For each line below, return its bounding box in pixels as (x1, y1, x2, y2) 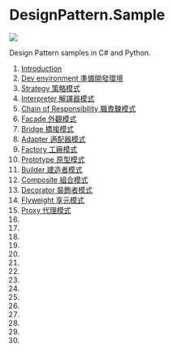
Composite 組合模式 (20, 175, 89, 185)
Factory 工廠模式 (20, 144, 78, 154)
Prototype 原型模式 (20, 154, 85, 164)
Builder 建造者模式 (20, 164, 83, 174)
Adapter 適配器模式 (20, 134, 86, 144)
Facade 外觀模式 (20, 114, 77, 124)
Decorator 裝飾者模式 (20, 185, 93, 194)
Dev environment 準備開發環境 (20, 73, 124, 83)
